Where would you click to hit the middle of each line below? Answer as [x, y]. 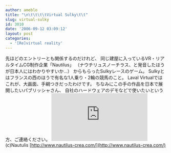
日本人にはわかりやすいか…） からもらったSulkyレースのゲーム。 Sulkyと [87, 71]
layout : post [19, 34]
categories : [18, 39]
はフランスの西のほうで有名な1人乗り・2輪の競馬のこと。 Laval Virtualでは [84, 78]
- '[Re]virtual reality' [36, 43]
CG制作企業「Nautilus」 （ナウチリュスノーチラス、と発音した [89, 65]
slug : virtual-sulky [27, 19]
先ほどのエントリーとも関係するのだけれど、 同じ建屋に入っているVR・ [81, 58]
